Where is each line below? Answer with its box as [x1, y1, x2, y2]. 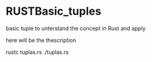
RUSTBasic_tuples [6, 4, 102, 18]
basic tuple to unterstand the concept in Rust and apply [6, 25, 146, 32]
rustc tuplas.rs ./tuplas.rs [6, 48, 69, 56]
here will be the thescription [6, 36, 77, 44]
